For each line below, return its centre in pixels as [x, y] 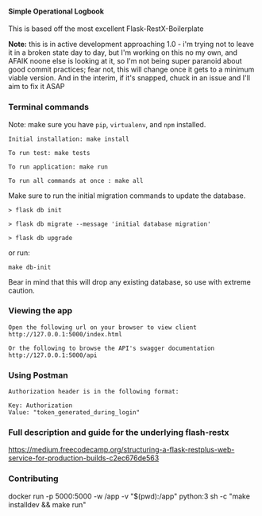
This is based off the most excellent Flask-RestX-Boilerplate [106, 29]
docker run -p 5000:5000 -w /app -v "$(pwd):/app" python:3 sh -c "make [129, 496]
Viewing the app [40, 311]
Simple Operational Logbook [56, 11]
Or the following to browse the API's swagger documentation [112, 348]
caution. [21, 290]
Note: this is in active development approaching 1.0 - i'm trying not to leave [131, 45]
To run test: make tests [49, 153]
